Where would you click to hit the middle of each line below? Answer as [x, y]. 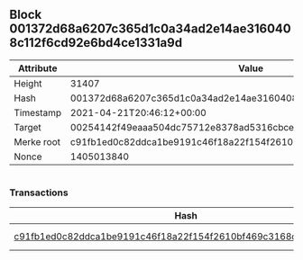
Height [28, 83]
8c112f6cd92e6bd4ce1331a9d [96, 43]
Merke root [37, 141]
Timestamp [38, 112]
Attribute [37, 68]
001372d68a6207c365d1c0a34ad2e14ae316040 [150, 29]
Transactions [39, 193]
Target [28, 127]
